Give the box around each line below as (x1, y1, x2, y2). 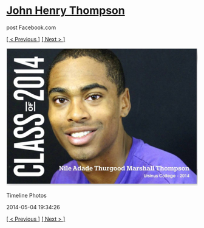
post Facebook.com (6, 24, 56, 31)
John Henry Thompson (6, 4, 126, 18)
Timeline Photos (6, 192, 47, 199)
